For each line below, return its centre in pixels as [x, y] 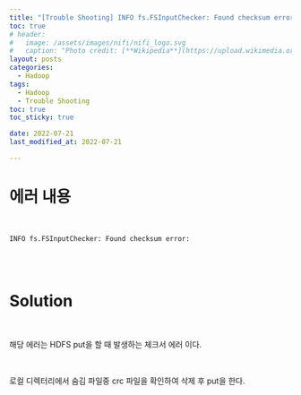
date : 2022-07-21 [42, 134]
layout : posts [36, 59]
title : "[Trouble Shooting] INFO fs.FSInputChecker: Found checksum [140, 17]
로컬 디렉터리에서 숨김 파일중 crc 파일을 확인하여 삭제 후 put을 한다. [127, 381]
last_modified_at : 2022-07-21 [66, 142]
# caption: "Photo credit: [64, 51]
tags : [19, 84]
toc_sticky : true [42, 117]
